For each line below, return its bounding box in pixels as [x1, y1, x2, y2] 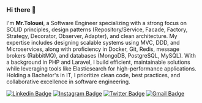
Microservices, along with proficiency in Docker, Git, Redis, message [6, 45, 179, 53]
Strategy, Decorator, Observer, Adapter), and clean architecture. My [6, 32, 178, 40]
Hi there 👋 [6, 6, 37, 14]
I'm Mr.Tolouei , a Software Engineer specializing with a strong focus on [6, 20, 187, 27]
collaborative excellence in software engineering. [6, 78, 130, 85]
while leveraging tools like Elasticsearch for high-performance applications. [6, 65, 197, 72]
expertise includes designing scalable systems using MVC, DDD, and [6, 39, 180, 47]
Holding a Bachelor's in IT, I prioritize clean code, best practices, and [6, 72, 181, 79]
